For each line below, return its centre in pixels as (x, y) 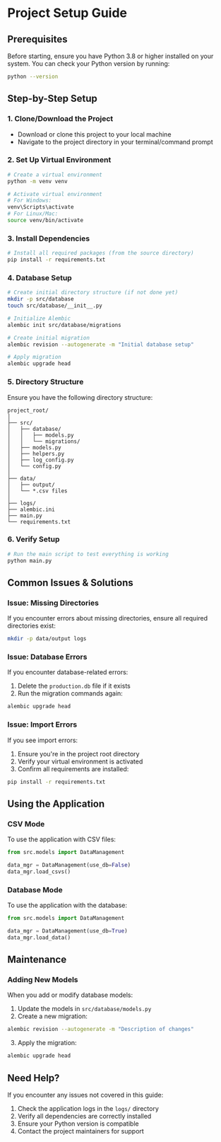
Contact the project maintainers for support (81, 1131)
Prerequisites (37, 39)
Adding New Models (43, 980)
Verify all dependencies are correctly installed (84, 1116)
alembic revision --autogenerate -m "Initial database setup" (101, 345)
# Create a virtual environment (55, 175)
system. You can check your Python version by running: (89, 64)
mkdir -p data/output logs (47, 639)
